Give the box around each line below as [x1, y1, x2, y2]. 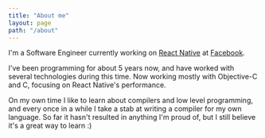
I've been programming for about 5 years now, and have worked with [8, 63, 235, 73]
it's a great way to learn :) [8, 121, 92, 131]
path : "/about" [8, 26, 59, 34]
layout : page [8, 19, 52, 27]
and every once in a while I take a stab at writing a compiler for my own [8, 104, 242, 113]
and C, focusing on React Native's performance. [8, 80, 166, 90]
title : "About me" [8, 11, 69, 20]
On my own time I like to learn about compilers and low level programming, [8, 96, 253, 105]
